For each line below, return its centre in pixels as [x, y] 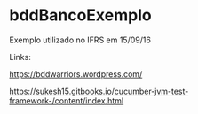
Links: [20, 57]
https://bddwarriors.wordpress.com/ [76, 74]
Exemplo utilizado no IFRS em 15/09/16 [80, 40]
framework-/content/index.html [67, 100]
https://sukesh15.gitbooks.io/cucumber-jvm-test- [99, 91]
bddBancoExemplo [81, 15]
